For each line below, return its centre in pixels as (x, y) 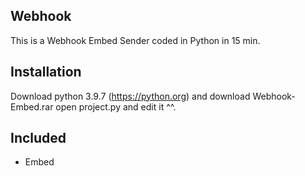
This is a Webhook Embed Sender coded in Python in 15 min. (135, 40)
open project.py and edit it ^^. (116, 106)
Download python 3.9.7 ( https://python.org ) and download (130, 96)
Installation (46, 72)
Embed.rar (32, 106)
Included (38, 138)
